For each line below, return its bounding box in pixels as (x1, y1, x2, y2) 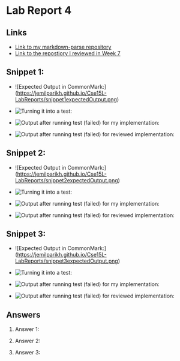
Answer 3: (14, 349, 41, 356)
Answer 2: (14, 337, 41, 345)
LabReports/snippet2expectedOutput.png (14, 176, 118, 183)
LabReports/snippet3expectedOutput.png (14, 257, 118, 264)
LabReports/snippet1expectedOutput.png (14, 95, 117, 103)
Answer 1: (14, 326, 40, 333)
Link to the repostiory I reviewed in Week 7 (14, 50, 121, 57)
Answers (6, 309, 41, 320)
